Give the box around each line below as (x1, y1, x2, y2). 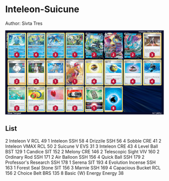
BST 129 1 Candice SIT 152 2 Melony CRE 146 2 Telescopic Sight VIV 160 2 (5, 148, 160, 155)
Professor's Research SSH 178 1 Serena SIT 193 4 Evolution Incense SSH (5, 159, 156, 165)
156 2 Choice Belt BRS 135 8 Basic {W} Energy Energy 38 (5, 170, 124, 176)
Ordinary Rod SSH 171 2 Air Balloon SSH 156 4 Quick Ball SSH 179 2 (5, 154, 145, 160)
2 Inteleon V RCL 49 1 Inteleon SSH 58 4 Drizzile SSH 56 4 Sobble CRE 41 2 (5, 138, 162, 144)
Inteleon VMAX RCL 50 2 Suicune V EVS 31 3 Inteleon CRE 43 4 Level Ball (5, 143, 158, 149)
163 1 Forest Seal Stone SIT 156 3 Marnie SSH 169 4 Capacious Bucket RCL (5, 164, 161, 170)
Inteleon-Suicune (5, 4, 79, 15)
